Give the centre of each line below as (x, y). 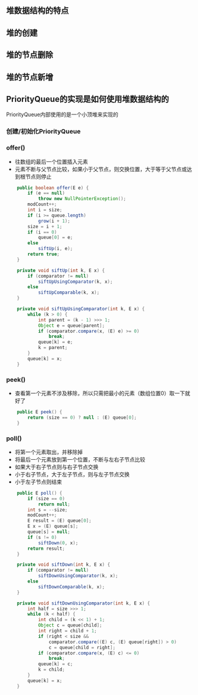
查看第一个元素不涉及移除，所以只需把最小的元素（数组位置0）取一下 (100, 393)
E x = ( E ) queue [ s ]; (53, 526)
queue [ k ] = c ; (55, 664)
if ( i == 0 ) (43, 232)
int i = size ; (45, 210)
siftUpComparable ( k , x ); (69, 293)
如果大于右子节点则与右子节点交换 (56, 467)
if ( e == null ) (46, 193)
